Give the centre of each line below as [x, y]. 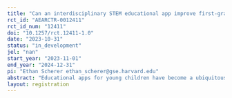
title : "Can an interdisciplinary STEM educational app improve [101, 13]
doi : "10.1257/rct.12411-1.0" [51, 33]
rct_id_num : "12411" [37, 26]
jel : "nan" [23, 52]
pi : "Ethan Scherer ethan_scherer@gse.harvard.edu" [83, 71]
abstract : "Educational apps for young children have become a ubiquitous [117, 78]
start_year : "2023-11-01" [44, 59]
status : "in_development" [44, 46]
